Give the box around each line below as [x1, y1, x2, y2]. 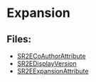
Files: [6, 33, 31, 45]
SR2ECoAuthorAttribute [16, 52, 86, 60]
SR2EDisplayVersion [16, 59, 77, 68]
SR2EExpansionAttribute [16, 67, 89, 75]
